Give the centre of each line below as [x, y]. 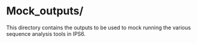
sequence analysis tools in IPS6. [46, 33]
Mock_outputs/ [45, 11]
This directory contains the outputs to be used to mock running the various [99, 27]
